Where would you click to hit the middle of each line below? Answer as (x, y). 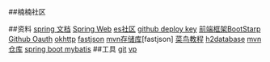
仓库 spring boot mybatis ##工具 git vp (73, 49)
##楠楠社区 (27, 12)
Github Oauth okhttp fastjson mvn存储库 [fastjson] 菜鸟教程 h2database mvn (135, 39)
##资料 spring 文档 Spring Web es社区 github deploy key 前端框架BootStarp (135, 29)
